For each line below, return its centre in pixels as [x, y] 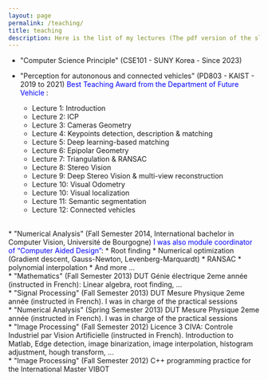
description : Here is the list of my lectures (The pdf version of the [130, 38]
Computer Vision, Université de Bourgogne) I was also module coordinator [130, 242]
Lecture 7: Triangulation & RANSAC [89, 159]
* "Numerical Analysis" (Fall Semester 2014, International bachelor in [121, 234]
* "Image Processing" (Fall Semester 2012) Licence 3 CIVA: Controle [121, 327]
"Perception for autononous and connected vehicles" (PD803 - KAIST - [137, 76]
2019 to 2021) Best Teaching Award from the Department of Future [129, 84]
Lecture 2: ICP [55, 117]
